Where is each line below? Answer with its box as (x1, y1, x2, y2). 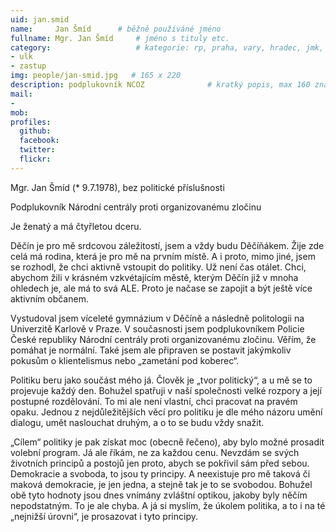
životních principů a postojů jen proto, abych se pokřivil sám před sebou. (10, 457, 310, 469)
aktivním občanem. (10, 292, 89, 305)
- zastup (10, 61, 47, 71)
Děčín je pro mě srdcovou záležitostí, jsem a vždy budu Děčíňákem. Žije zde (10, 239, 325, 251)
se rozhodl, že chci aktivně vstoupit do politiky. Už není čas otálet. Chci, (10, 261, 307, 273)
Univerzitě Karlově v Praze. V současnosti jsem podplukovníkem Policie (10, 322, 305, 335)
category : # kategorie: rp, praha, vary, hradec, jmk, (10, 42, 325, 53)
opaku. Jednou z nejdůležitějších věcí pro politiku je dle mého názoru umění (10, 406, 323, 418)
